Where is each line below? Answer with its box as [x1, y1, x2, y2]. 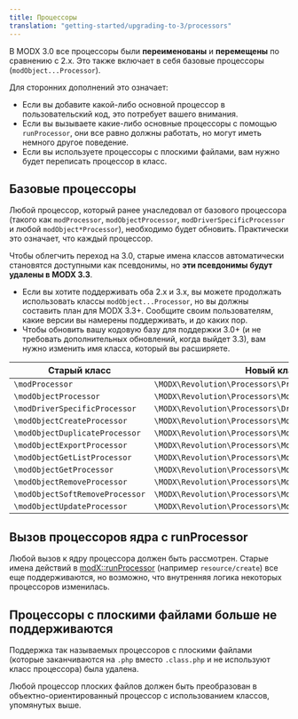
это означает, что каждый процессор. [9, 233, 153, 244]
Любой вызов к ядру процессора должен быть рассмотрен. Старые [9, 553, 269, 564]
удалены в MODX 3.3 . [9, 269, 93, 280]
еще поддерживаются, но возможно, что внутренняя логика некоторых [9, 572, 282, 583]
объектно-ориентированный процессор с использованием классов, [9, 690, 271, 700]
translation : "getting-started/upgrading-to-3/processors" [9, 21, 232, 30]
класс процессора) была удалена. [9, 663, 139, 674]
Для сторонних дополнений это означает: [9, 82, 169, 92]
